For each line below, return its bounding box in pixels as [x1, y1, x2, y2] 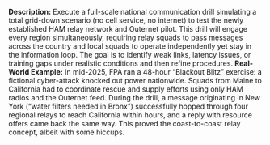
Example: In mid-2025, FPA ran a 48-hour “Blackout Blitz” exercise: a [31, 67, 263, 76]
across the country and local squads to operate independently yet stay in [8, 41, 252, 51]
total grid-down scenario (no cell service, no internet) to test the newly [8, 15, 244, 25]
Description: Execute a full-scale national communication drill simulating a [8, 7, 257, 16]
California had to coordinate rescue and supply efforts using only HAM [8, 84, 244, 94]
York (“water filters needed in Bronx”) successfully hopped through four [8, 101, 249, 111]
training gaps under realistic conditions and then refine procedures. [8, 58, 233, 68]
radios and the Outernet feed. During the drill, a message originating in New [8, 93, 261, 102]
